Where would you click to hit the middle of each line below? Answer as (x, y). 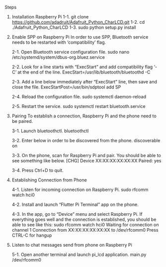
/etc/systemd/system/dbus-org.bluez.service (58, 57)
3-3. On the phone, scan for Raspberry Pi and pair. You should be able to (86, 155)
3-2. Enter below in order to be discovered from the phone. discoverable (86, 140)
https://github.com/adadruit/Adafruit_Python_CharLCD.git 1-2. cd (78, 22)
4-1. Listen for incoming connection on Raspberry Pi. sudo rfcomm (80, 189)
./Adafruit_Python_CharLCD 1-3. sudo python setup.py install (74, 27)
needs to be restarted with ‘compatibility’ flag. (59, 42)
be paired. (22, 121)
